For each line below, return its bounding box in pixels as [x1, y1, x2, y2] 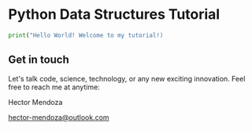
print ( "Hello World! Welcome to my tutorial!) [8, 31, 164, 39]
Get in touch [8, 53, 69, 67]
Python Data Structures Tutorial [8, 5, 220, 23]
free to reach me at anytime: [8, 82, 100, 92]
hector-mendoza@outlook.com [8, 112, 109, 122]
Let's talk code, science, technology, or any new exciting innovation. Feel [8, 74, 246, 83]
